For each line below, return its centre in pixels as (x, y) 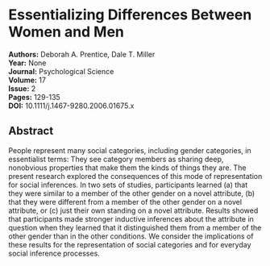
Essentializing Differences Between (130, 15)
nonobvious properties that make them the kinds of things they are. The (127, 168)
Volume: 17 (27, 80)
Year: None (27, 63)
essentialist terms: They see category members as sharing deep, (116, 159)
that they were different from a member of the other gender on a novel (125, 202)
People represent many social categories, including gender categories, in (130, 150)
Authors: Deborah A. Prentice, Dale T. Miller (82, 54)
